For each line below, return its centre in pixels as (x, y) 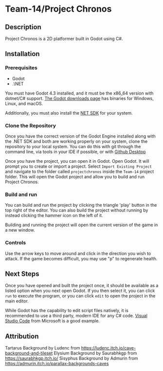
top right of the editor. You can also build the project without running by (77, 210)
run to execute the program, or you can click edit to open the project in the (80, 296)
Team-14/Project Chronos (58, 9)
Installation (22, 54)
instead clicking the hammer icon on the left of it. (54, 215)
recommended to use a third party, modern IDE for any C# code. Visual (76, 316)
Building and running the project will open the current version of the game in (81, 225)
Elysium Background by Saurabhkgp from (95, 353)
